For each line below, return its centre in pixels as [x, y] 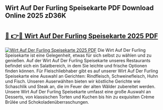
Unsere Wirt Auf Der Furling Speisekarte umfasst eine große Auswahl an [78, 92]
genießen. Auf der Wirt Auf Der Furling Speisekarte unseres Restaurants [78, 60]
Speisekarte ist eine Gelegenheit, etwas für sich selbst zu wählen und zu [78, 55]
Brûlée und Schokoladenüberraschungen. [47, 102]
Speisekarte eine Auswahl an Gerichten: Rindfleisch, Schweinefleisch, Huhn [81, 76]
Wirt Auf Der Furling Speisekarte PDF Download [80, 8]
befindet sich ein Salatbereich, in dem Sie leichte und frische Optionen [76, 66]
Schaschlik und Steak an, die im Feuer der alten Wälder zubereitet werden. [80, 87]
